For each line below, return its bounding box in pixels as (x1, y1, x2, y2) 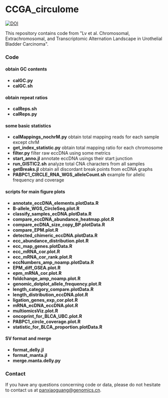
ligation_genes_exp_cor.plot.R (12, 297, 78, 303)
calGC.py (12, 78, 33, 84)
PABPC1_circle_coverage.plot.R (12, 318, 81, 324)
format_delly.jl (12, 346, 44, 353)
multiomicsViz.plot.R (12, 308, 58, 314)
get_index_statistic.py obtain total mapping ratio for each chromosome (12, 144, 163, 151)
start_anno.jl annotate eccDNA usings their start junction (12, 156, 133, 162)
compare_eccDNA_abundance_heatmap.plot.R (12, 216, 114, 222)
